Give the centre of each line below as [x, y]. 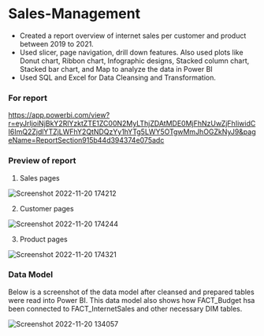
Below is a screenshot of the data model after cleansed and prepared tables [131, 292]
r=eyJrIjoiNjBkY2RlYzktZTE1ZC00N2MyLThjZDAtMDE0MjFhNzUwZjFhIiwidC [132, 124]
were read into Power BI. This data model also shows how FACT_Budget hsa [132, 300]
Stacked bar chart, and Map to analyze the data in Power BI [116, 69]
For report [28, 98]
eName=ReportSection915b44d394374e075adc [86, 140]
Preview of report [42, 161]
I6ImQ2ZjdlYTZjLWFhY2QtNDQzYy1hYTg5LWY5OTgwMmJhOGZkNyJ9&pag [132, 132]
